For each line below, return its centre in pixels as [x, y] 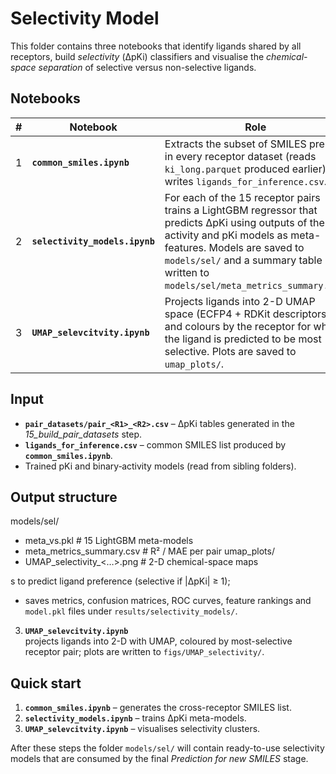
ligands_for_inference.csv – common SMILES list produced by [155, 444]
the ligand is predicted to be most [243, 339]
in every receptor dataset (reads [240, 156]
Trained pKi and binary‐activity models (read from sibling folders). [160, 466]
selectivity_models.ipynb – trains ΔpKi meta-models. [135, 718]
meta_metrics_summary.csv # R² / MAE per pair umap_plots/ [149, 551]
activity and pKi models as [226, 235]
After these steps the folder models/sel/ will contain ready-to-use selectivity [167, 748]
